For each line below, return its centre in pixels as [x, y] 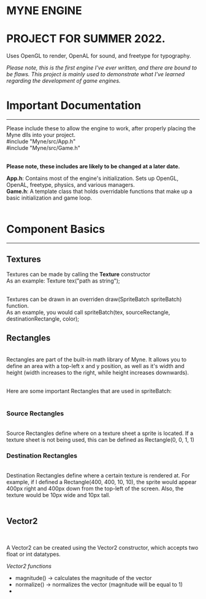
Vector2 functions [29, 566]
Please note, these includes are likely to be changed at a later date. [93, 166]
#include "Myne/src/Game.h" [44, 148]
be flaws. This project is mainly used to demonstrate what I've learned [96, 74]
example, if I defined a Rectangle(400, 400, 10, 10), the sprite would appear [101, 482]
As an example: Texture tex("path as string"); [63, 281]
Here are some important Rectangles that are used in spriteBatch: [89, 391]
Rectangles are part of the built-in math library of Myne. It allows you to [97, 359]
